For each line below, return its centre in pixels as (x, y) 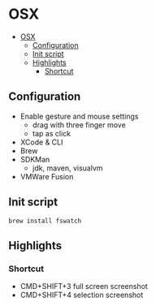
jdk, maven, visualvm (67, 168)
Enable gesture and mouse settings (79, 116)
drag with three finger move (79, 125)
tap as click (52, 133)
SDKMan (35, 159)
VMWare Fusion (47, 176)
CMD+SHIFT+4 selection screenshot (82, 295)
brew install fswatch (45, 221)
